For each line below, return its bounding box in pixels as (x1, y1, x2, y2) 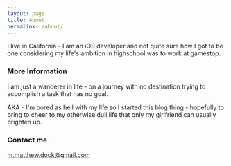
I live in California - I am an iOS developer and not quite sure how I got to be (7, 42, 223, 50)
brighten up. (7, 118, 42, 126)
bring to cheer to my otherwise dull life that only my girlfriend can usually (7, 110, 216, 118)
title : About (7, 17, 45, 24)
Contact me (7, 135, 48, 145)
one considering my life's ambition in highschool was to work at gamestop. (7, 49, 221, 57)
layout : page (7, 10, 45, 17)
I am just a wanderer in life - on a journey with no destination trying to (7, 82, 206, 91)
